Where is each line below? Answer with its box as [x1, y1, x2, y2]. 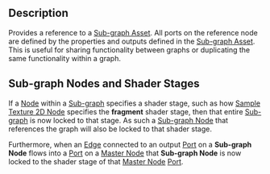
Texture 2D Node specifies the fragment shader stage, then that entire [8, 106, 243, 116]
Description [8, 6, 69, 20]
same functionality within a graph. [8, 53, 121, 63]
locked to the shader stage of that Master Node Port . [8, 156, 184, 166]
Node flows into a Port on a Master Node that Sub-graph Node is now [8, 148, 242, 158]
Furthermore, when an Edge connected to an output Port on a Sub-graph [8, 139, 252, 149]
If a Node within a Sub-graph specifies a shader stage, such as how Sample [8, 98, 260, 108]
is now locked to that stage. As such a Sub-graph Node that [29, 115, 228, 125]
